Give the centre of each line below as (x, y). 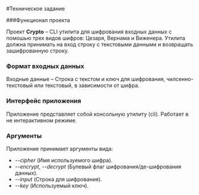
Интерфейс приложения (44, 101)
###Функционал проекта (38, 20)
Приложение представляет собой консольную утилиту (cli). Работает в (97, 114)
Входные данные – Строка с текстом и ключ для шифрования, (86, 79)
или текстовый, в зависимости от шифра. (87, 85)
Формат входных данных (45, 66)
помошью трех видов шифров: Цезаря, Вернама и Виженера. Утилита (96, 38)
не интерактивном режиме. (42, 120)
